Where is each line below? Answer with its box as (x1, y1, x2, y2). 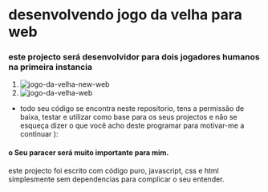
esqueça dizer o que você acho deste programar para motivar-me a (19, 121, 245, 130)
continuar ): (19, 129, 59, 139)
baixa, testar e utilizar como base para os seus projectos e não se (19, 112, 238, 122)
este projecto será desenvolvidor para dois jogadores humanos (8, 51, 260, 63)
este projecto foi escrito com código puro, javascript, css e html (8, 165, 219, 175)
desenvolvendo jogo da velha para (8, 6, 242, 24)
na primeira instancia (8, 62, 93, 73)
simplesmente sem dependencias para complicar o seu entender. (8, 174, 225, 184)
